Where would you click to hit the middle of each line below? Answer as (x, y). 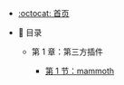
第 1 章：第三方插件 (67, 52)
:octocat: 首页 (43, 13)
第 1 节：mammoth (80, 71)
